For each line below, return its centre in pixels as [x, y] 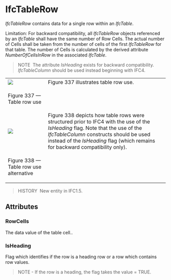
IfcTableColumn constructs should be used [99, 134]
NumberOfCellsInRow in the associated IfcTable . [56, 55]
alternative [21, 173]
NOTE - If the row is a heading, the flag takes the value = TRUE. [84, 272]
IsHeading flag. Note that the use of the [95, 128]
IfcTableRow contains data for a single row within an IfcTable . [69, 23]
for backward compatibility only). [88, 147]
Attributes [22, 207]
